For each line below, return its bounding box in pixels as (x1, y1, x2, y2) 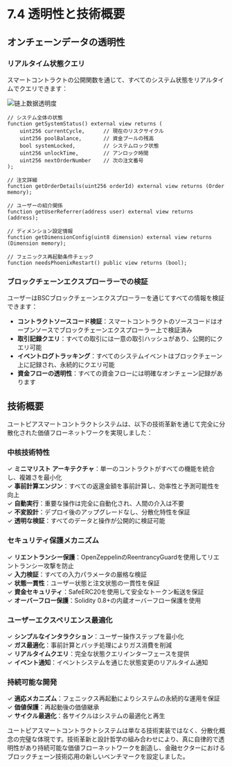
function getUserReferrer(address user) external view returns (7, 208, 194, 215)
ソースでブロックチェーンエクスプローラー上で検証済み (35, 326, 193, 334)
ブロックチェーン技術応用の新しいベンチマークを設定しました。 (7, 752, 189, 761)
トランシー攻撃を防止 (12, 561, 74, 569)
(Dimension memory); (7, 240, 67, 247)
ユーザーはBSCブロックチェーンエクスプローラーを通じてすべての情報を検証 (7, 294, 225, 302)
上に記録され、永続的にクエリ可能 (17, 361, 115, 369)
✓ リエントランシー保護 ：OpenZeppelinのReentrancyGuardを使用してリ (7, 553, 214, 561)
